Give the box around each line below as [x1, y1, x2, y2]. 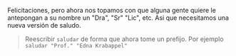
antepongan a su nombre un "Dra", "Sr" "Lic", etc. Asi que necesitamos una [7, 13, 230, 22]
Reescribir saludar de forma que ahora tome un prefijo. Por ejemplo [24, 35, 224, 43]
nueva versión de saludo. [7, 21, 82, 29]
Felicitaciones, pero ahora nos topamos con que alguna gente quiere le [7, 6, 216, 14]
